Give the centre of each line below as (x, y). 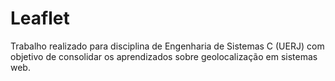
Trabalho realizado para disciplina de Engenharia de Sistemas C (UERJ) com (167, 46)
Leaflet (40, 18)
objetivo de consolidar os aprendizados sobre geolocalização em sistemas (164, 56)
